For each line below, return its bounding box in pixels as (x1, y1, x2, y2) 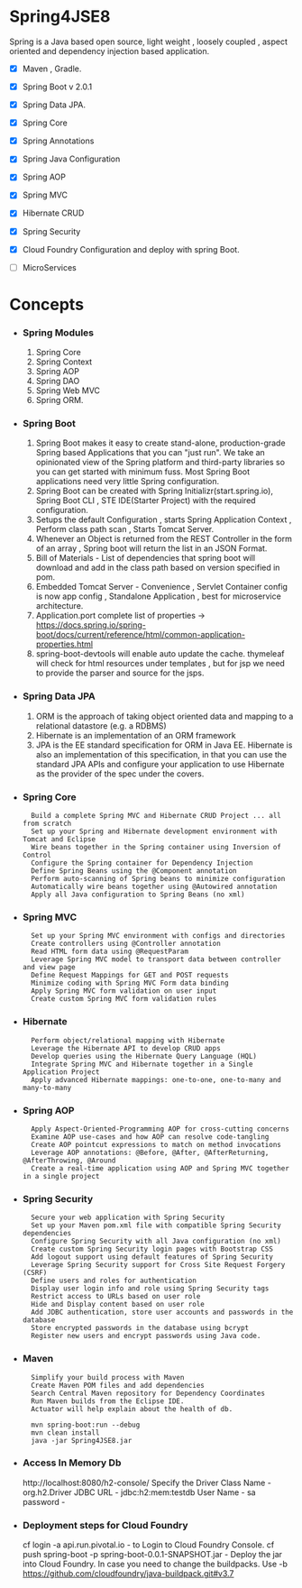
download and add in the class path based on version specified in (35, 562, 280, 574)
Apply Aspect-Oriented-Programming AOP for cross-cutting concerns (31, 1124, 290, 1134)
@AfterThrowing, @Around (22, 1156, 116, 1165)
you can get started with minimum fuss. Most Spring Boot (35, 466, 251, 477)
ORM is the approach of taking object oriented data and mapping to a (35, 711, 294, 721)
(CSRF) (22, 1269, 48, 1278)
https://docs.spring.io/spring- (35, 620, 147, 630)
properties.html (35, 638, 93, 650)
